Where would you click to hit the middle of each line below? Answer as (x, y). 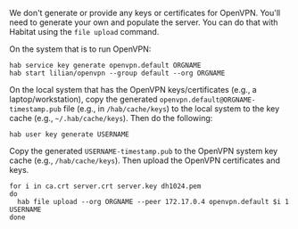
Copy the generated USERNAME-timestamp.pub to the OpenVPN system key (144, 151)
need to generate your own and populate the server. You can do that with (144, 22)
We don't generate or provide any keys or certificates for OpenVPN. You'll (145, 13)
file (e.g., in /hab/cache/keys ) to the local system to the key (172, 109)
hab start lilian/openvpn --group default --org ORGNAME (117, 73)
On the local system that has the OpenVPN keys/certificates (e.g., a (133, 90)
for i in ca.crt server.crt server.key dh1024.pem (105, 186)
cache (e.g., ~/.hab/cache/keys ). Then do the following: (111, 118)
